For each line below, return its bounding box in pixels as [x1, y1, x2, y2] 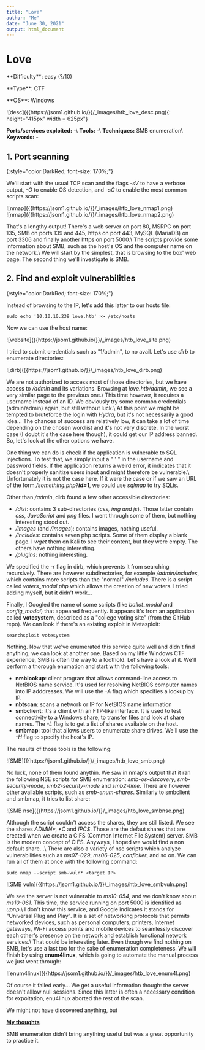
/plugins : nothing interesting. [15, 551, 88, 558]
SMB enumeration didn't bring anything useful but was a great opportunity [6, 1030, 194, 1038]
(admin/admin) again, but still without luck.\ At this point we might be [6, 404, 180, 411]
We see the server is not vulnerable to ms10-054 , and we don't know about [6, 892, 196, 900]
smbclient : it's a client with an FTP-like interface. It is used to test [15, 707, 181, 714]
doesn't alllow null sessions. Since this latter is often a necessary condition [6, 988, 195, 995]
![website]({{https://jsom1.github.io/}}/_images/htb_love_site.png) [6, 336, 171, 343]
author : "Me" [6, 15, 40, 21]
